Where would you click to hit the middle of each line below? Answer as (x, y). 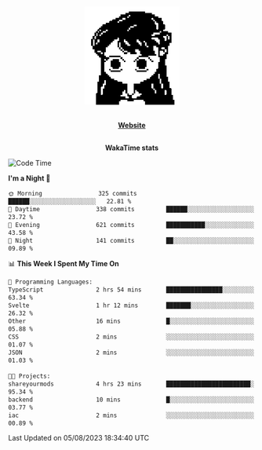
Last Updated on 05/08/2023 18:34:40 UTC (79, 438)
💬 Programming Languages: (50, 282)
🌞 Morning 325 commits (73, 194)
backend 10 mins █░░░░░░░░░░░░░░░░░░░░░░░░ (131, 400)
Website (132, 125)
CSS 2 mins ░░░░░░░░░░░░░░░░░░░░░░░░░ (131, 337)
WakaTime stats (132, 148)
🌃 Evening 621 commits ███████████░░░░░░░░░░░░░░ (131, 225)
